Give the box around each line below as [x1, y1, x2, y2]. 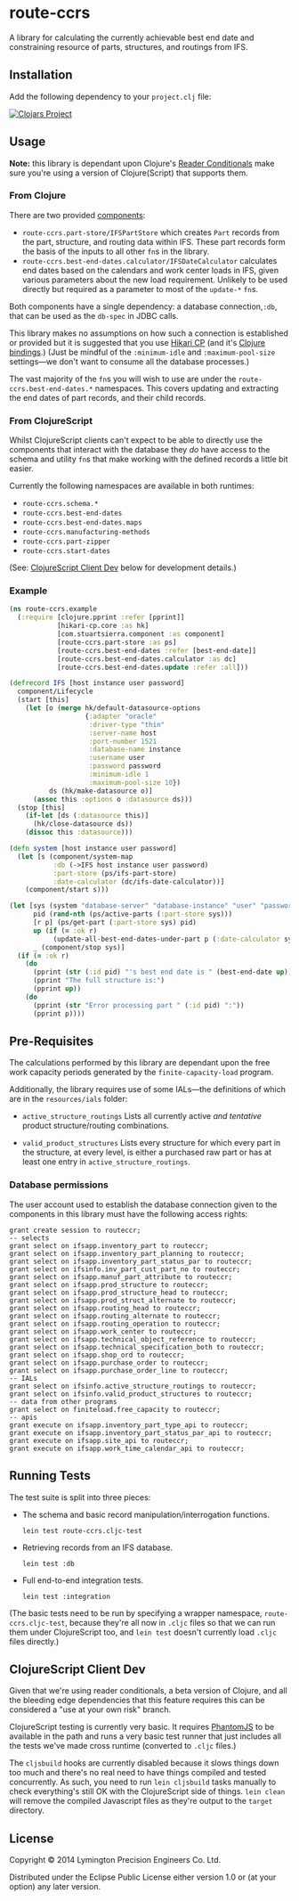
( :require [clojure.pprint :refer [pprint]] [17, 613, 185, 622]
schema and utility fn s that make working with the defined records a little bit [9, 453, 288, 465]
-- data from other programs [9, 1397, 117, 1406]
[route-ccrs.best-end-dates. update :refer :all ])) [56, 663, 249, 672]
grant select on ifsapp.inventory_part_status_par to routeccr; [9, 1257, 253, 1266]
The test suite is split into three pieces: [9, 1491, 151, 1503]
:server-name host [88, 729, 158, 738]
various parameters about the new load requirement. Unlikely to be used [21, 274, 288, 285]
